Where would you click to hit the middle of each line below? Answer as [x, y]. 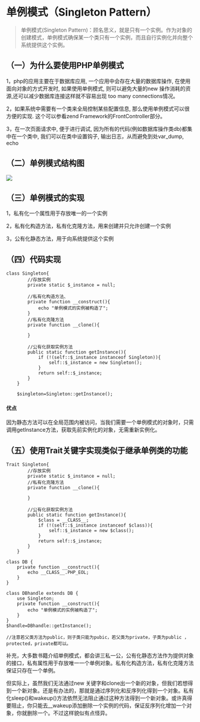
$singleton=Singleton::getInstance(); [65, 394]
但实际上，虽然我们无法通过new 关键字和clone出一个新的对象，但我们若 [94, 683]
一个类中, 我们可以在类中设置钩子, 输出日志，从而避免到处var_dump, [100, 136]
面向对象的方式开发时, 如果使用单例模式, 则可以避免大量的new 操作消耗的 [96, 88]
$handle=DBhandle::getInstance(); [49, 626]
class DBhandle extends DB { [42, 594]
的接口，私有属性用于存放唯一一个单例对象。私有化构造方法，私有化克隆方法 [100, 663]
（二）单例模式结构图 [45, 163]
